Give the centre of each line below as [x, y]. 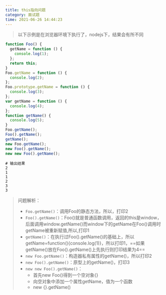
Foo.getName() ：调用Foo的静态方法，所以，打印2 [77, 211]
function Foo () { [24, 44]
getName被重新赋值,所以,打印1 [57, 231]
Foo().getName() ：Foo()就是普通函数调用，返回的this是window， [93, 218]
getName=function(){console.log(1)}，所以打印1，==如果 [85, 243]
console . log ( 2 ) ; [27, 78]
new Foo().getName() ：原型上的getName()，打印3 [77, 262]
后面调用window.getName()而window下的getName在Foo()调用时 [93, 224]
